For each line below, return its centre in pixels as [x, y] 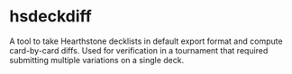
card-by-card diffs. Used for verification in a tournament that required [139, 50]
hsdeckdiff [50, 16]
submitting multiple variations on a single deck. [97, 60]
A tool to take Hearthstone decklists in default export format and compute [146, 41]
